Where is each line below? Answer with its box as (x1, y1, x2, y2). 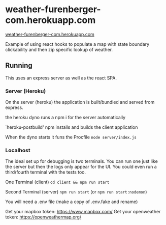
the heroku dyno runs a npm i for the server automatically (5, 115, 126, 121)
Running (5, 61, 33, 70)
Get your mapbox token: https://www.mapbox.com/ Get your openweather (5, 209, 161, 215)
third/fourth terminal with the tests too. (5, 169, 86, 175)
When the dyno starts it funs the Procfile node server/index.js (5, 134, 137, 140)
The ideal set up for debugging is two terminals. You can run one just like (5, 158, 158, 164)
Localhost (5, 147, 30, 154)
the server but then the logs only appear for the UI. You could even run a (5, 164, 157, 170)
